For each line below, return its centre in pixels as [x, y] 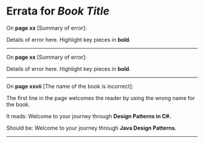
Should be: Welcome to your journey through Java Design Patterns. [92, 128]
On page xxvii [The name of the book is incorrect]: [70, 86]
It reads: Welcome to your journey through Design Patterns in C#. [89, 116]
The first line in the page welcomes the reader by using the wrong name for [101, 98]
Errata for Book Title [58, 11]
